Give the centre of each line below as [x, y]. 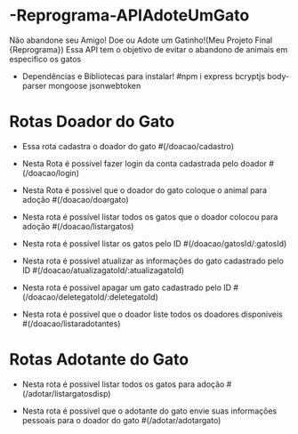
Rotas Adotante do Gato [99, 360]
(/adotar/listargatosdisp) [66, 393]
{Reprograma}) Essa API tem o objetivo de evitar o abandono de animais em [149, 49]
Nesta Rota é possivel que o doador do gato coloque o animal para [144, 190]
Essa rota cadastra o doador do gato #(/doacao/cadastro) [128, 146]
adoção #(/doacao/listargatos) [78, 226]
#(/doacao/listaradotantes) [71, 323]
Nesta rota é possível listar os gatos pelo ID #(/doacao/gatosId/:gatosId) [154, 243]
